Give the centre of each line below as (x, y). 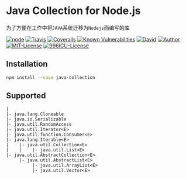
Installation (27, 64)
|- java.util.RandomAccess (39, 125)
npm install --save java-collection (51, 77)
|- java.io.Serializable (36, 119)
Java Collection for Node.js (74, 11)
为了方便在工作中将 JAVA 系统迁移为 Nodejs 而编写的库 (68, 27)
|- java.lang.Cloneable (35, 114)
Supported (26, 96)
